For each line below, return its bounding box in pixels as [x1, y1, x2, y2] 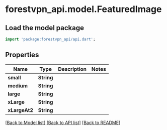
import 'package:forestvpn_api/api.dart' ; [5, 37, 96, 42]
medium [8, 82, 28, 89]
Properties [5, 51, 39, 59]
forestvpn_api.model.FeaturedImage [5, 4, 162, 15]
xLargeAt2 [8, 106, 34, 113]
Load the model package [5, 24, 85, 32]
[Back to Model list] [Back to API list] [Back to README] [5, 119, 121, 125]
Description [57, 65, 87, 72]
